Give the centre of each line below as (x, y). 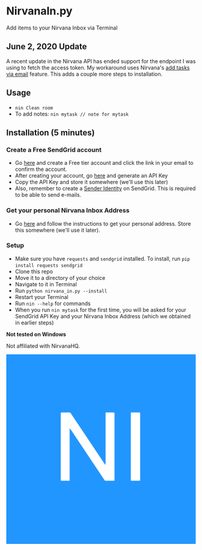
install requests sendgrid (49, 265)
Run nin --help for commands (53, 303)
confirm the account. (41, 169)
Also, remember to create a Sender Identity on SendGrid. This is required (105, 188)
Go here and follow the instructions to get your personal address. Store (103, 223)
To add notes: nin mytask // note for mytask (72, 114)
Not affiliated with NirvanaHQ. (43, 346)
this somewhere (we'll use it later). (57, 230)
